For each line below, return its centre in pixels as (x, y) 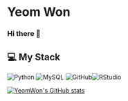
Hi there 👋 (24, 34)
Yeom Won (39, 12)
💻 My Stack (34, 57)
